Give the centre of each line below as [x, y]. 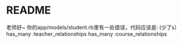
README [29, 10]
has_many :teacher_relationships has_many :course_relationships [87, 34]
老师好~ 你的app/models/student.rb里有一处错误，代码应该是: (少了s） [93, 27]
